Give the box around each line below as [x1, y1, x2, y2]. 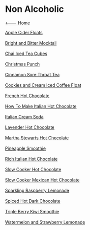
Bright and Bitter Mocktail [5, 40, 57, 46]
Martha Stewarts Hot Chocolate [5, 135, 69, 141]
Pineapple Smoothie [5, 145, 46, 151]
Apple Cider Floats [5, 29, 43, 35]
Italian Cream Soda [5, 114, 44, 119]
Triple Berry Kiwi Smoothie [5, 208, 60, 214]
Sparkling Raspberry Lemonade [5, 187, 70, 193]
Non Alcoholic [5, 3, 64, 15]
